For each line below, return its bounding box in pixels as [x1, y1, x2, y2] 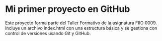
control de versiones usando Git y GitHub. [5, 30, 91, 36]
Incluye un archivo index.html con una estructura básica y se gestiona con [5, 25, 158, 31]
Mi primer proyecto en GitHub [5, 3, 130, 15]
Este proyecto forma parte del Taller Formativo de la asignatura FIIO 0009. [5, 20, 158, 26]
